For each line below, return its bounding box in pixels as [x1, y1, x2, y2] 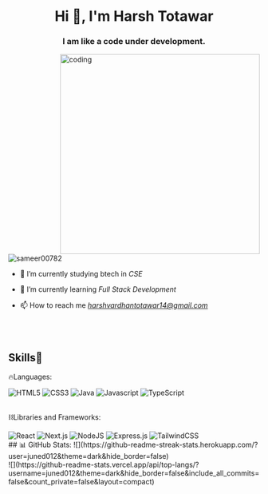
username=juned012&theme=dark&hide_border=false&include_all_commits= [8, 468, 260, 478]
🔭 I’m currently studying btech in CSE [19, 269, 143, 279]
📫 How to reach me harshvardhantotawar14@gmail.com [19, 301, 209, 310]
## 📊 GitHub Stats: [8, 440, 72, 450]
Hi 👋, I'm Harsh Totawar [54, 7, 214, 26]
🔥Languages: [8, 372, 53, 382]
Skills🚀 [8, 351, 43, 365]
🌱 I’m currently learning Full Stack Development [19, 285, 177, 294]
